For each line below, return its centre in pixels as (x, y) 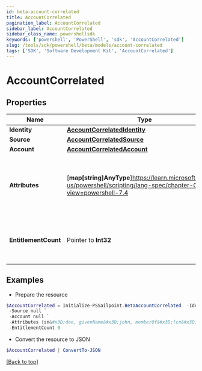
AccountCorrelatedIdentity (106, 130)
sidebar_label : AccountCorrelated (50, 29)
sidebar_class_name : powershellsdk (51, 34)
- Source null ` (28, 311)
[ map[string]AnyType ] (100, 178)
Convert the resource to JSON (52, 339)
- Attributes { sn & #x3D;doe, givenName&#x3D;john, (71, 322)
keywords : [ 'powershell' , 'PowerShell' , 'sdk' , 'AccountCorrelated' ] (95, 40)
